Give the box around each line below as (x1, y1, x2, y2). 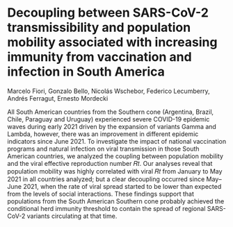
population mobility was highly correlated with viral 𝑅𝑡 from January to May (7, 167, 223, 175)
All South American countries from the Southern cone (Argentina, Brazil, (7, 108, 214, 116)
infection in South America (7, 64, 166, 80)
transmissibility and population (7, 19, 191, 35)
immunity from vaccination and (7, 49, 193, 65)
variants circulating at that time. (26, 212, 118, 220)
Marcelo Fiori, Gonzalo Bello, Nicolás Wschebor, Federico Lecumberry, (7, 87, 210, 95)
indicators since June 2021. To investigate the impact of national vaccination (7, 137, 227, 145)
